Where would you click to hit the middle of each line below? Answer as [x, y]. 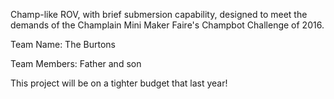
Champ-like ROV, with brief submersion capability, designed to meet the [159, 14]
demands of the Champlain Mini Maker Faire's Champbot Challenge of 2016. [167, 25]
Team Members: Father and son [76, 63]
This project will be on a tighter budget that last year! [119, 83]
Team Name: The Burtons [63, 44]
